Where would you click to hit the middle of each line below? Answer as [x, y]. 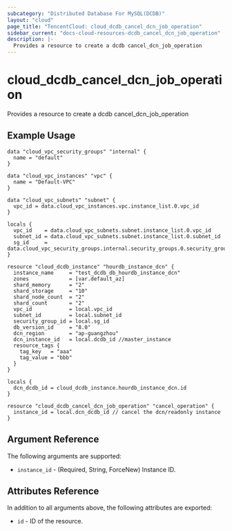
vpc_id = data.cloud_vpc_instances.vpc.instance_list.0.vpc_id [106, 206]
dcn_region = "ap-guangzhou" [66, 333]
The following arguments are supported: [65, 456]
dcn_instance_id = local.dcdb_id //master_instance [92, 339]
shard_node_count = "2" [49, 297]
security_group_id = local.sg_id [61, 321]
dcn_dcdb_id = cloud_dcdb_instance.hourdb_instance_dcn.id [100, 388]
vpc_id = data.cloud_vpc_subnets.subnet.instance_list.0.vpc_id [113, 230]
